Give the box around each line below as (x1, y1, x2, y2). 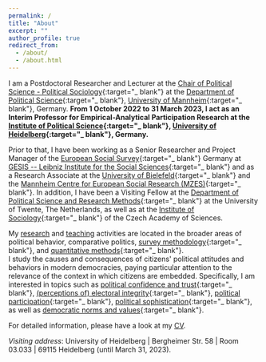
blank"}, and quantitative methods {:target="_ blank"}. (8, 245, 184, 255)
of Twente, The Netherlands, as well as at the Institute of (8, 204, 195, 214)
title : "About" (8, 19, 59, 27)
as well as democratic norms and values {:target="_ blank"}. (8, 305, 204, 315)
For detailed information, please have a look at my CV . (8, 320, 186, 330)
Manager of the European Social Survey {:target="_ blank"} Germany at (8, 153, 241, 163)
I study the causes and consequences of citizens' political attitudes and (8, 254, 244, 263)
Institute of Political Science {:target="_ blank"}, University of (8, 121, 217, 131)
